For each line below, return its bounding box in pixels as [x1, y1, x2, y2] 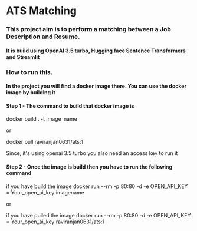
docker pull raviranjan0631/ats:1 [6, 138, 84, 146]
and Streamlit [6, 53, 40, 60]
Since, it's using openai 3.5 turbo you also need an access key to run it [6, 150, 178, 157]
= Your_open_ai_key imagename [6, 189, 84, 196]
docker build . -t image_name [6, 115, 78, 123]
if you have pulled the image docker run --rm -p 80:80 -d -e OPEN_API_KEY [6, 212, 191, 219]
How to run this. [6, 68, 53, 76]
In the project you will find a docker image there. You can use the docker [6, 82, 187, 90]
